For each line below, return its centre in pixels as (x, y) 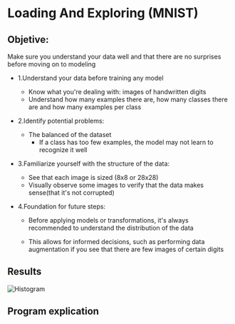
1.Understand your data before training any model (90, 78)
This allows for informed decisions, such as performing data (116, 242)
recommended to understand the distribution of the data (111, 228)
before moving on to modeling (52, 64)
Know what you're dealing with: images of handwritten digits (117, 92)
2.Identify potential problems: (61, 121)
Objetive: (28, 40)
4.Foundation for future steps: (61, 206)
